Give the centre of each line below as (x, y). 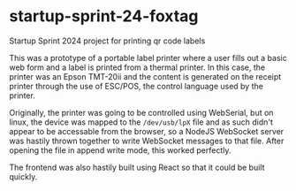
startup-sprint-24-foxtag (104, 16)
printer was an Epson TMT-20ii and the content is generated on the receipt (145, 76)
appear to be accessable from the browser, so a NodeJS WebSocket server (147, 131)
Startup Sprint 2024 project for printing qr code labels (107, 41)
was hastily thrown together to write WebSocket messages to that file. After (147, 141)
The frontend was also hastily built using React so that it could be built (137, 167)
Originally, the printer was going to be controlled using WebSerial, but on (141, 112)
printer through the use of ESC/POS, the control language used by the (136, 86)
